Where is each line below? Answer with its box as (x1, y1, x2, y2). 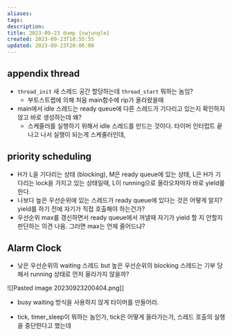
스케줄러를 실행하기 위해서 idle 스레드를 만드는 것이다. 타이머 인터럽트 (27, 122, 216, 130)
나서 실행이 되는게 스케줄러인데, (40, 130, 126, 138)
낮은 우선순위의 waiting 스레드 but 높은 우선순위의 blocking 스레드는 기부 (17, 261, 216, 270)
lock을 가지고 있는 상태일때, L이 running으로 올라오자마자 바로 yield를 (35, 178, 225, 187)
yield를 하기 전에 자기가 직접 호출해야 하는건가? (17, 205, 145, 213)
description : (7, 23, 45, 30)
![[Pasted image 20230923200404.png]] (7, 284, 125, 292)
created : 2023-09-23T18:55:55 (7, 36, 95, 43)
